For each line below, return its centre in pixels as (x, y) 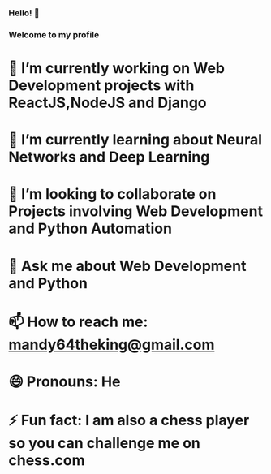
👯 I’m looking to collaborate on (112, 194)
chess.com (47, 461)
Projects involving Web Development (136, 211)
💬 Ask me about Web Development (127, 266)
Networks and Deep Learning (109, 157)
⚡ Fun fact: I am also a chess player (129, 420)
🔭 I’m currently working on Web (117, 69)
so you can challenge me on (105, 444)
